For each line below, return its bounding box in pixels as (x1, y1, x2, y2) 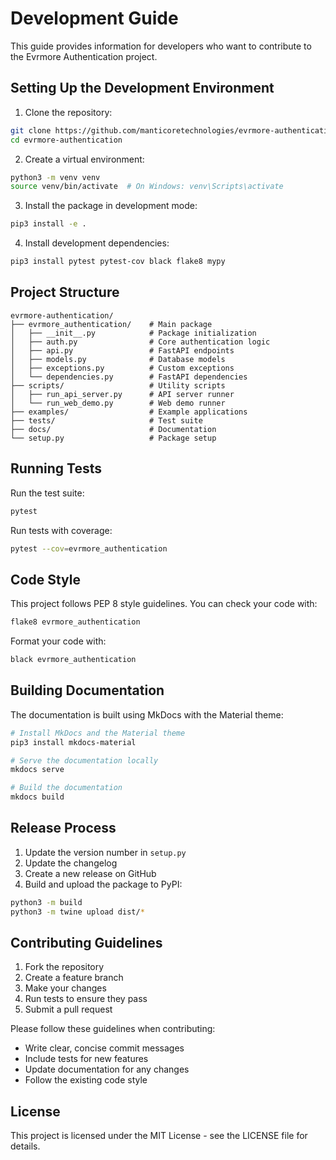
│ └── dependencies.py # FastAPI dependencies (10, 372, 248, 382)
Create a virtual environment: (24, 153, 145, 165)
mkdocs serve (10, 765, 65, 775)
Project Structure (10, 284, 120, 301)
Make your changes (24, 982, 107, 994)
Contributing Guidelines (10, 934, 163, 951)
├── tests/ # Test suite (10, 415, 203, 426)
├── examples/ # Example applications (10, 407, 248, 417)
